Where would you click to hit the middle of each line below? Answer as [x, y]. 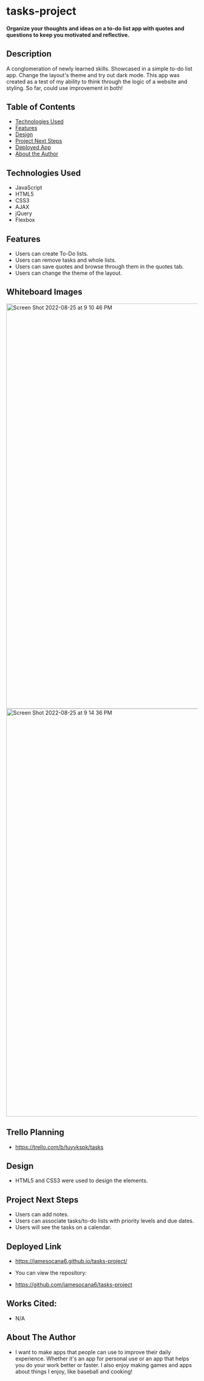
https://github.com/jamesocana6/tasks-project [73, 1285]
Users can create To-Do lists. [52, 254]
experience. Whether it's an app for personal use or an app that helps [102, 1359]
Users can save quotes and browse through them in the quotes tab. [99, 267]
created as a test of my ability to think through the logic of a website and [97, 81]
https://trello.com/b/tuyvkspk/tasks [59, 1147]
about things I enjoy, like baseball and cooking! [73, 1371]
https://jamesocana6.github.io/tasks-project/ [71, 1261]
